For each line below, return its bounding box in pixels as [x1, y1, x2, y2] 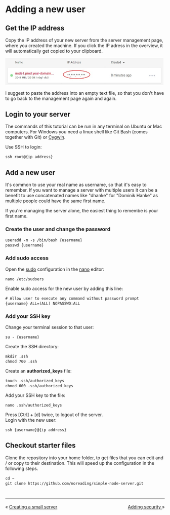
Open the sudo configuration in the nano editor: [5, 266, 105, 272]
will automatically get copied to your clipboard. [5, 48, 103, 54]
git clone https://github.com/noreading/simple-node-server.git [5, 481, 144, 486]
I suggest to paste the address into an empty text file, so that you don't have [5, 90, 164, 96]
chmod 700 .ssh [5, 359, 37, 364]
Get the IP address [5, 24, 65, 32]
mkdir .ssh [5, 354, 28, 359]
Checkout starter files [5, 441, 76, 450]
